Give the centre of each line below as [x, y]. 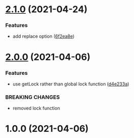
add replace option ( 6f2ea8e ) [44, 36]
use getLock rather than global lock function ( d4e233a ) [71, 84]
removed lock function [36, 108]
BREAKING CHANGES [33, 97]
